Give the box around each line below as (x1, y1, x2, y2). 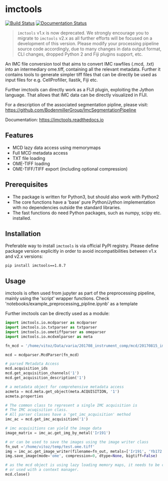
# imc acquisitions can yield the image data (5, 426, 101, 431)
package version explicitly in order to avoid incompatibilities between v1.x (5, 248, 157, 254)
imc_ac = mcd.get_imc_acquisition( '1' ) (5, 417, 88, 422)
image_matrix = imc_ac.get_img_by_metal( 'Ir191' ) (5, 430, 111, 435)
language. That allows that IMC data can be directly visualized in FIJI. (5, 92, 148, 98)
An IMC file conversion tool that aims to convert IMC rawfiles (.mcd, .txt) (5, 61, 154, 67)
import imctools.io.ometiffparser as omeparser (5, 330, 106, 335)
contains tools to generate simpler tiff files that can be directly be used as (5, 71, 157, 77)
